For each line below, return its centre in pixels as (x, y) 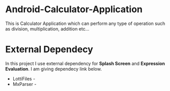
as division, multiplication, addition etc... (47, 28)
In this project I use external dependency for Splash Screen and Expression (85, 63)
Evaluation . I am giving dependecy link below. (53, 69)
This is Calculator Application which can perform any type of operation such (85, 23)
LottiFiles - (24, 79)
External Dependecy (49, 50)
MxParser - (24, 84)
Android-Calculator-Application (74, 9)
